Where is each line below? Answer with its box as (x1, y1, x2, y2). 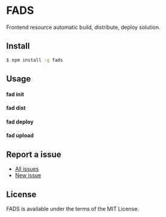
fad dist (6, 104, 26, 112)
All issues (14, 165, 39, 172)
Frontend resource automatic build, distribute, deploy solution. (6, 24, 161, 31)
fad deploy (6, 118, 34, 125)
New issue (14, 172, 41, 179)
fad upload (6, 132, 34, 139)
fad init (6, 90, 24, 98)
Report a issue (6, 149, 61, 160)
